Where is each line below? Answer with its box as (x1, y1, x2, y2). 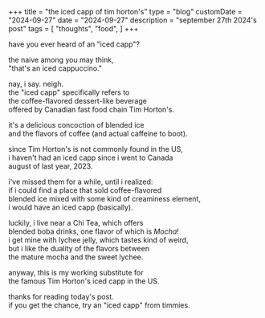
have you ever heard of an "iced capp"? (8, 39, 141, 49)
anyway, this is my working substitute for (8, 268, 144, 277)
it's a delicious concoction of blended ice (8, 120, 145, 129)
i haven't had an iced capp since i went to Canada (8, 153, 173, 162)
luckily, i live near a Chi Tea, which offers (8, 218, 144, 227)
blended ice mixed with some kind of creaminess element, (8, 194, 201, 203)
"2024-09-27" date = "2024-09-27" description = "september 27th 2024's (8, 15, 257, 25)
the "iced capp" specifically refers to (8, 88, 130, 97)
